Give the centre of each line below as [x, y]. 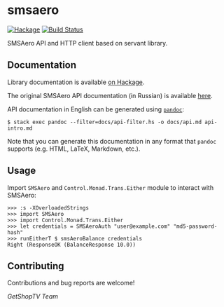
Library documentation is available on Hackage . [76, 82]
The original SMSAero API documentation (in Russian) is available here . [110, 95]
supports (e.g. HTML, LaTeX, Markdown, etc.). [74, 149]
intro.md [20, 128]
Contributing [36, 266]
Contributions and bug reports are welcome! [71, 283]
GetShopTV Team [33, 296]
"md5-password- [195, 226]
